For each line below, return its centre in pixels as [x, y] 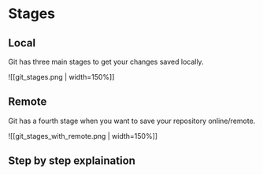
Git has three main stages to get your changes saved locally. [106, 61]
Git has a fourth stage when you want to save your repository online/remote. [132, 121]
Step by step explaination [72, 161]
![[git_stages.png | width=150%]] [61, 77]
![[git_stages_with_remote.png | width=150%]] [83, 136]
